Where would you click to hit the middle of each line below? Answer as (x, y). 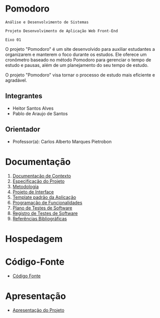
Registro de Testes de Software (45, 213)
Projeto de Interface (33, 192)
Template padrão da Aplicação (44, 197)
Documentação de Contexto (42, 176)
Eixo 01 (13, 40)
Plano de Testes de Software (42, 208)
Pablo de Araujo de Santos (40, 113)
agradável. (16, 80)
